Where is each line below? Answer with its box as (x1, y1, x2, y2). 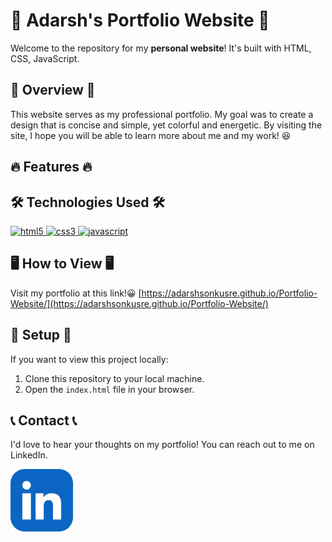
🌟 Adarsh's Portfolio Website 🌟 (10, 9, 270, 32)
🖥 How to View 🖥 (10, 255, 115, 273)
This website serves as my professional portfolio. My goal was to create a (10, 108, 314, 120)
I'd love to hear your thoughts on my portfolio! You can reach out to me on (10, 439, 315, 451)
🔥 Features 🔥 (10, 159, 93, 176)
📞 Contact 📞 (10, 412, 78, 429)
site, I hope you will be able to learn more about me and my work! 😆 (10, 129, 292, 141)
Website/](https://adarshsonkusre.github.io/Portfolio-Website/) (10, 297, 269, 309)
